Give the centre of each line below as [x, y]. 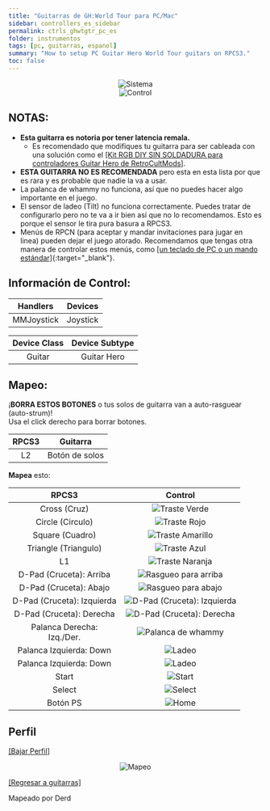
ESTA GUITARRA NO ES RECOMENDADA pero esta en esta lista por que [140, 171]
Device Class [38, 343]
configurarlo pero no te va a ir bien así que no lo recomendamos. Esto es [141, 214]
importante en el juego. [58, 197]
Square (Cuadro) [64, 535]
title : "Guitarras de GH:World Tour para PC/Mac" [93, 16]
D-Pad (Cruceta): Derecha [64, 614]
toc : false [27, 61]
